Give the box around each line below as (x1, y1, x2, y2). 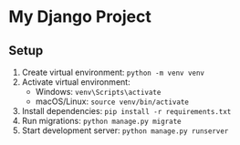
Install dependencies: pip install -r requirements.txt (21, 106, 232, 116)
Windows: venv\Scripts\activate (35, 87, 162, 97)
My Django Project (8, 6, 151, 27)
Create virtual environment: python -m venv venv (21, 67, 205, 78)
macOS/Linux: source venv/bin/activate (35, 96, 189, 107)
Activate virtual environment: (21, 77, 130, 88)
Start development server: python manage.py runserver (21, 125, 229, 136)
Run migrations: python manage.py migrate (21, 116, 182, 126)
